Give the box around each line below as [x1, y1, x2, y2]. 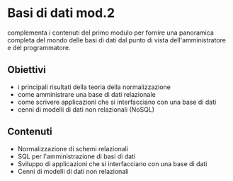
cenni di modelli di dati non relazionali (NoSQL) [17, 105, 154, 114]
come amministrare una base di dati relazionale [17, 90, 156, 98]
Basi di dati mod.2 [7, 5, 115, 21]
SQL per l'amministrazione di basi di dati [17, 152, 136, 160]
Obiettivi [7, 64, 46, 76]
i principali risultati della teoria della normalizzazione [17, 83, 171, 91]
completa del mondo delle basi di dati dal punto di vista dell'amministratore [7, 35, 227, 44]
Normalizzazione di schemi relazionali [17, 144, 129, 153]
